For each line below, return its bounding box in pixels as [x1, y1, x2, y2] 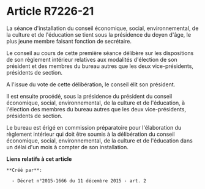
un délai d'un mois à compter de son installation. [6, 143, 129, 150]
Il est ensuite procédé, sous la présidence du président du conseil [6, 92, 173, 100]
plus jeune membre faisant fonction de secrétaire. [6, 37, 132, 45]
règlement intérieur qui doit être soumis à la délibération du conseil [6, 130, 175, 138]
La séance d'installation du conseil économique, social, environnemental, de [6, 24, 199, 32]
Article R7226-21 [6, 4, 94, 18]
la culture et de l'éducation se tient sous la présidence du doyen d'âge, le [6, 31, 192, 38]
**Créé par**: [6, 167, 43, 173]
